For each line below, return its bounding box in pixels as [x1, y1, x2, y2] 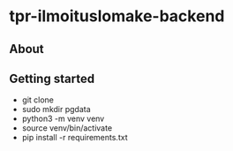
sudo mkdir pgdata [21, 104, 91, 115]
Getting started [9, 71, 95, 86]
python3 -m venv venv [21, 113, 105, 125]
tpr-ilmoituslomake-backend [9, 6, 225, 26]
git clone [21, 94, 55, 105]
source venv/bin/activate [21, 123, 113, 133]
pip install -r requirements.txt [21, 132, 128, 143]
